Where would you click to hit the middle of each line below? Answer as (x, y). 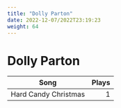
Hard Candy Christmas (48, 94)
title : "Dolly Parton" (40, 13)
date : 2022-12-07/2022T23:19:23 (54, 20)
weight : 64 (23, 26)
